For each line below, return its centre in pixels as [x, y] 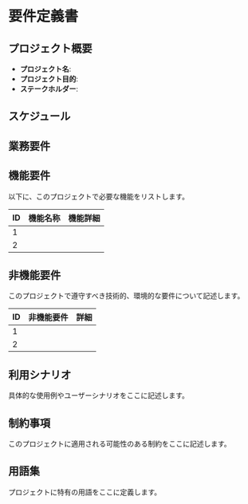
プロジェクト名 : [45, 69]
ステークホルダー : [49, 89]
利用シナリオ [40, 374]
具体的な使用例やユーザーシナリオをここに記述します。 [99, 396]
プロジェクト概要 [50, 48]
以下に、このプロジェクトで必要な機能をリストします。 [99, 196]
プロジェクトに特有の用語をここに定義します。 [85, 492]
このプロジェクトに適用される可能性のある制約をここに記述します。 [120, 444]
